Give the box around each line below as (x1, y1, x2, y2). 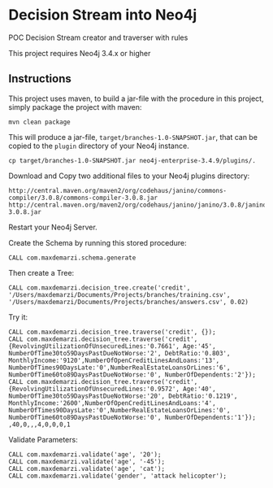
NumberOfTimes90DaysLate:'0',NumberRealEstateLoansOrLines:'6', (8, 364, 231, 372)
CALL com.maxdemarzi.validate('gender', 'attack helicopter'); (8, 472, 227, 480)
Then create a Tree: (8, 268, 75, 277)
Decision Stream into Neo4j (8, 6, 197, 24)
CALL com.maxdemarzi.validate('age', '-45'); (8, 457, 165, 465)
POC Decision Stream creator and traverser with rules (8, 33, 188, 42)
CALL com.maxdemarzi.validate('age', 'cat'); (8, 464, 165, 473)
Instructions (8, 72, 71, 86)
